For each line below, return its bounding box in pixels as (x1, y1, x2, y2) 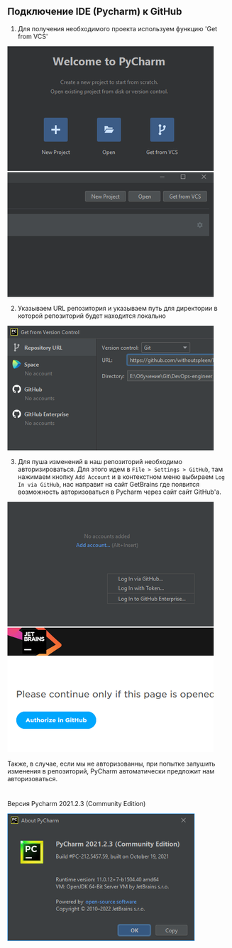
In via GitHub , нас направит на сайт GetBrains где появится (17, 480, 200, 488)
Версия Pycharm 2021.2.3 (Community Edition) (7, 800, 146, 808)
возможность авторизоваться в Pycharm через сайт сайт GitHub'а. (17, 487, 222, 496)
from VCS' (17, 32, 48, 40)
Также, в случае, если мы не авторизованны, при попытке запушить (7, 759, 216, 768)
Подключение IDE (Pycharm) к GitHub (7, 6, 182, 18)
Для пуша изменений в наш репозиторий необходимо (17, 457, 183, 465)
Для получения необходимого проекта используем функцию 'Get (17, 24, 218, 33)
